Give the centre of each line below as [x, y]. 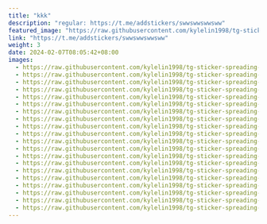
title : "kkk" [30, 15]
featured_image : [35, 30]
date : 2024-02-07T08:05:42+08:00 [64, 52]
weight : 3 [25, 45]
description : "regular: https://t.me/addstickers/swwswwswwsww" [117, 23]
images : [21, 60]
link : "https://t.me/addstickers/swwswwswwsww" [89, 38]
